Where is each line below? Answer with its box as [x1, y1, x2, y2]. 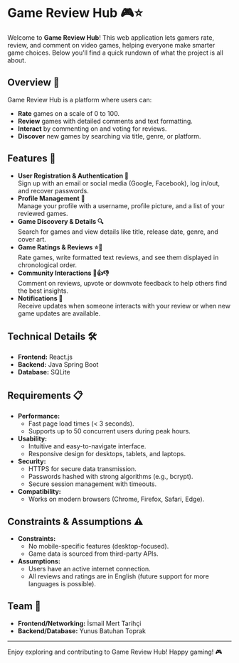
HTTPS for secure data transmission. [28, 465, 137, 473]
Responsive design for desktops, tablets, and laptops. [28, 450, 186, 458]
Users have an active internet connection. [28, 565, 151, 573]
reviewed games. [17, 209, 69, 217]
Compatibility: [17, 487, 62, 496]
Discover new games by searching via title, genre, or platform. [17, 131, 201, 140]
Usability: [17, 434, 48, 443]
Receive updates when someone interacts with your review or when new [17, 301, 231, 310]
